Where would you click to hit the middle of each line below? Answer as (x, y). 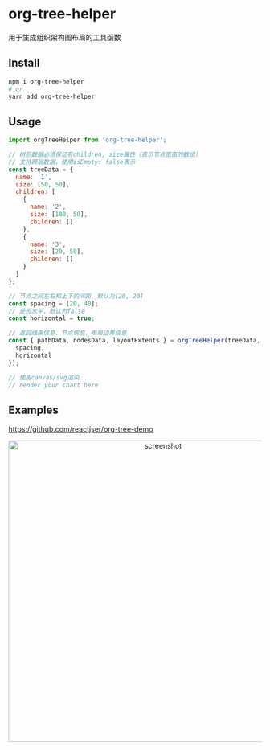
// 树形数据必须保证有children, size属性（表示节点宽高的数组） (105, 155)
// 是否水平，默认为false (47, 311)
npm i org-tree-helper (46, 81)
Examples (33, 410)
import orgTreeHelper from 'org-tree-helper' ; (88, 140)
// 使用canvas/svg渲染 (44, 377)
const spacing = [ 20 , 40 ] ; (53, 303)
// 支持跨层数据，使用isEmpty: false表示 (72, 162)
